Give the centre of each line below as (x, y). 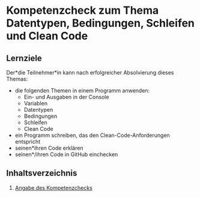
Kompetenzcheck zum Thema (83, 11)
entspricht (28, 141)
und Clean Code (47, 36)
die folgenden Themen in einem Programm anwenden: (82, 90)
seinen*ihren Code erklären (49, 148)
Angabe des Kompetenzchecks (54, 187)
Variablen (36, 103)
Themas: (17, 79)
